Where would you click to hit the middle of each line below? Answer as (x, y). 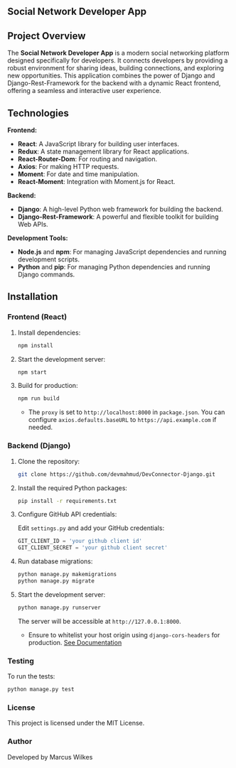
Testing (21, 661)
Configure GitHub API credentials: (67, 514)
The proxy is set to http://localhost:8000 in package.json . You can (127, 412)
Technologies (38, 113)
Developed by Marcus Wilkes (50, 757)
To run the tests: (31, 676)
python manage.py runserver (59, 607)
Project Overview (47, 36)
